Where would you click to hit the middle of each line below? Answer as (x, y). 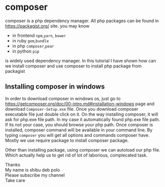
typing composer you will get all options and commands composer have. (77, 135)
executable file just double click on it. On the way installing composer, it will (82, 114)
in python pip (26, 51)
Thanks (13, 164)
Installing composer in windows (55, 87)
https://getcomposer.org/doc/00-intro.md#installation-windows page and (80, 104)
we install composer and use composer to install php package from (73, 66)
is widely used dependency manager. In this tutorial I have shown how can (81, 61)
